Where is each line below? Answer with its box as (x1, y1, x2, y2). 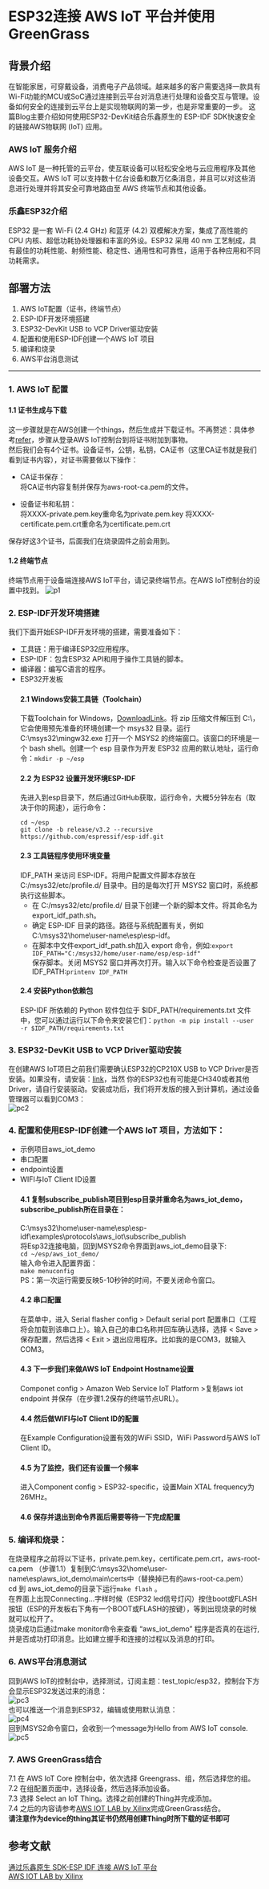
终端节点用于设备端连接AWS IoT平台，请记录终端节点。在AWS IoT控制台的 (8, 575, 254, 584)
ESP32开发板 (19, 674, 64, 684)
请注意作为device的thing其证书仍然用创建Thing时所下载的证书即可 (8, 1814, 231, 1823)
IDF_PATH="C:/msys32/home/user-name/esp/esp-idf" (31, 949, 202, 958)
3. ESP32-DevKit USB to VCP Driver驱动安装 (8, 1044, 182, 1056)
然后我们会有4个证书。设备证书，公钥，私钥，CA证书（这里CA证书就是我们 (8, 445, 258, 454)
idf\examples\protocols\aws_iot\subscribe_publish (19, 1232, 187, 1241)
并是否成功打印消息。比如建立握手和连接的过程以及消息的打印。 (8, 1635, 219, 1644)
